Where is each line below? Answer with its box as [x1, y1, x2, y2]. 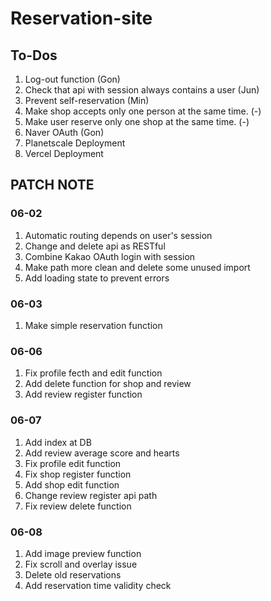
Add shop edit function [24, 478, 120, 491]
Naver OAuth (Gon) [24, 127, 105, 138]
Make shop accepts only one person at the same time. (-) [24, 105, 262, 117]
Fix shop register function [24, 468, 132, 480]
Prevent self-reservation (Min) [24, 95, 150, 106]
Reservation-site [10, 7, 153, 30]
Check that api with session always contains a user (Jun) [24, 84, 260, 96]
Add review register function [24, 388, 143, 401]
